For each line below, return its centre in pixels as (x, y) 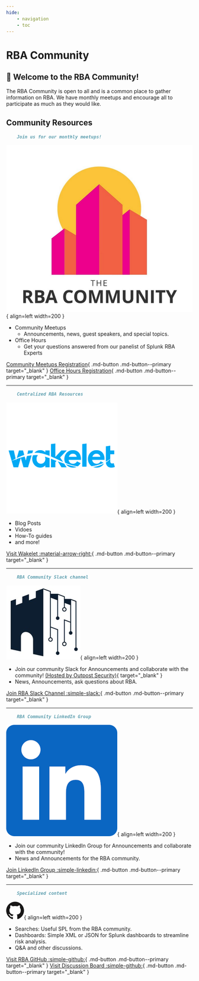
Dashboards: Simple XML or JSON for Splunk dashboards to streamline (102, 935)
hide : (13, 12)
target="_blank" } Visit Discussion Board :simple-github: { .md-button (90, 966)
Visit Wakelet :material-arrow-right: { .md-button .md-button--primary (91, 554)
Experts (33, 353)
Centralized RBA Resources (50, 394)
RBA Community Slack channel (53, 577)
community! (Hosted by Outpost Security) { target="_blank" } (89, 675)
